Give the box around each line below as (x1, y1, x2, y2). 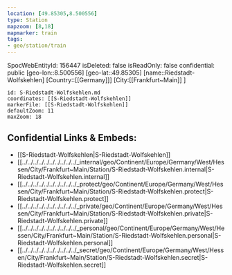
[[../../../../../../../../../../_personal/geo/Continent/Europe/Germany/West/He (17, 224, 225, 232)
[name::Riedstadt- (143, 68, 195, 77)
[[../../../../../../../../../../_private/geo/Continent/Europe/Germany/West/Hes (17, 202, 223, 210)
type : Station (7, 17, 48, 23)
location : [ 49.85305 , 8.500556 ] (7, 10, 98, 17)
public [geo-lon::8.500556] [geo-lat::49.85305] (7, 68, 142, 77)
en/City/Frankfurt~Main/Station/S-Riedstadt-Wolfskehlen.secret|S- (17, 253, 208, 261)
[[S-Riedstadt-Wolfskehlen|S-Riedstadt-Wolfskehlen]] (17, 150, 171, 159)
